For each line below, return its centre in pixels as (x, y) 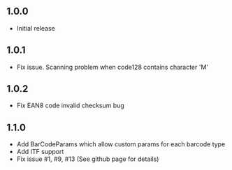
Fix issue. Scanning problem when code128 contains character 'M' (113, 67)
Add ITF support (40, 152)
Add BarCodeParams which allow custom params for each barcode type (121, 144)
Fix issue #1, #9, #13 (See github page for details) (88, 159)
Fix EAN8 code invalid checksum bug (71, 106)
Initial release (36, 28)
